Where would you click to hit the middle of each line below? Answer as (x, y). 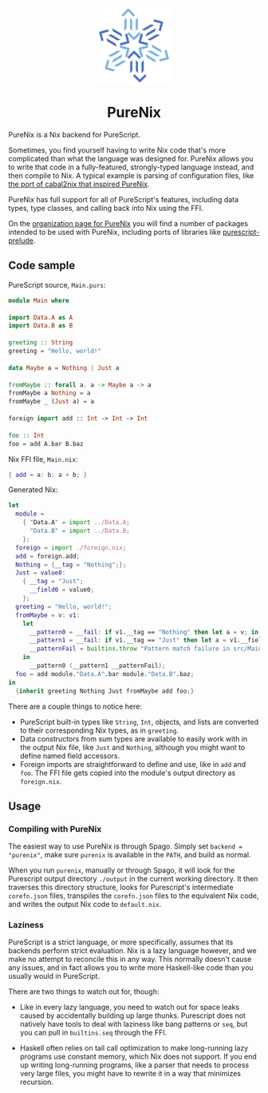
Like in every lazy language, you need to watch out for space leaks (130, 1008)
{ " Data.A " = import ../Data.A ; (76, 523)
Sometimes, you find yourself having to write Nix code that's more (117, 150)
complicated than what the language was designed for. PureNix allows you (131, 158)
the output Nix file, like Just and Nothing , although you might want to (132, 747)
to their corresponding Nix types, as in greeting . (99, 730)
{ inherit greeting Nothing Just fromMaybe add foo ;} (105, 691)
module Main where (39, 300)
